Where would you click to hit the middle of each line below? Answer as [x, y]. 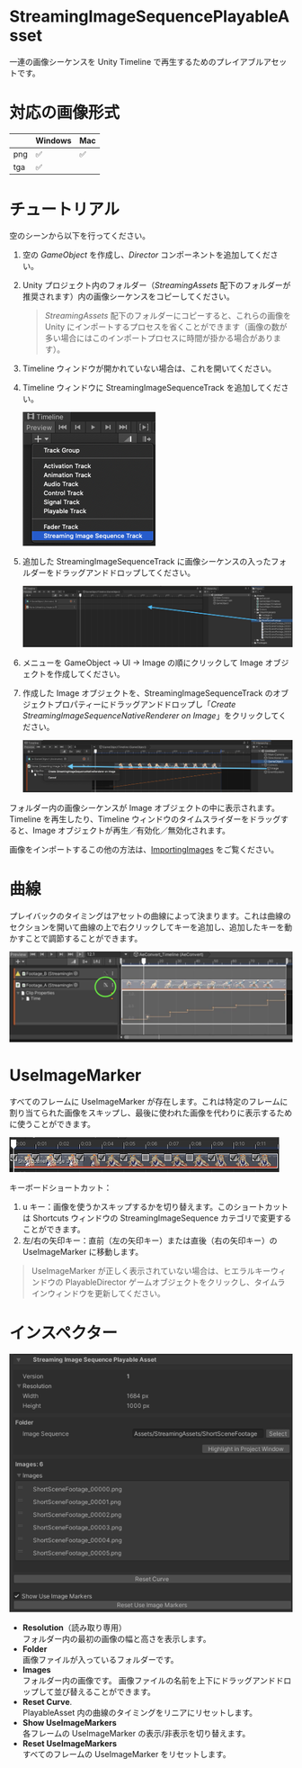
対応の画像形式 [65, 113]
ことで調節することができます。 [84, 938]
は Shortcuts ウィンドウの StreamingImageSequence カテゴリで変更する [157, 1218]
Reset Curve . [47, 1702]
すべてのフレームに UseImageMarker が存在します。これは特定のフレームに [149, 1101]
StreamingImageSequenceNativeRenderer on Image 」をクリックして [151, 715]
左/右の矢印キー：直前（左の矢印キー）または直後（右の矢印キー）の [150, 1240]
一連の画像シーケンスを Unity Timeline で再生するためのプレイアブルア [140, 61]
